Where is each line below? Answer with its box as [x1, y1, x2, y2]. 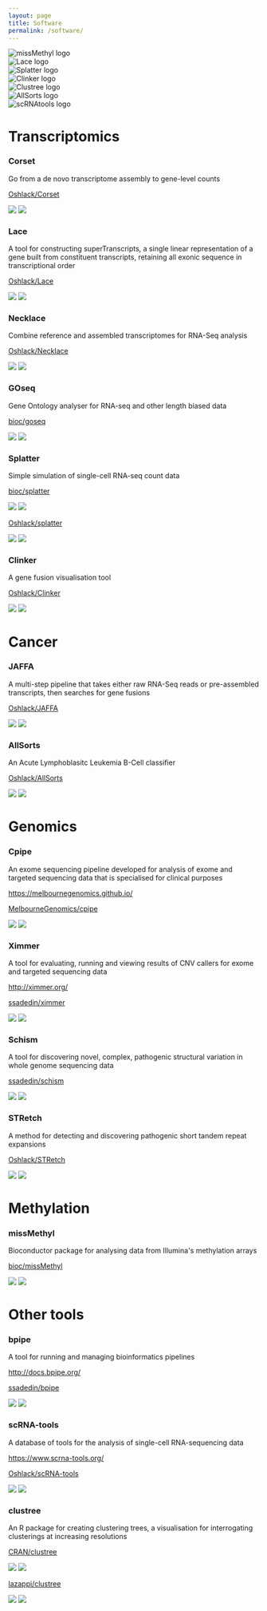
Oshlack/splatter [8, 518, 63, 528]
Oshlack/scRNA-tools [8, 1468, 79, 1478]
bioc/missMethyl [8, 1261, 63, 1270]
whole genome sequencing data [8, 1061, 114, 1071]
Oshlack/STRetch [8, 1154, 65, 1164]
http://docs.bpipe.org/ [8, 1368, 81, 1377]
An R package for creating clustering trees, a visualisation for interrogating [8, 1523, 253, 1533]
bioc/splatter [8, 486, 50, 496]
